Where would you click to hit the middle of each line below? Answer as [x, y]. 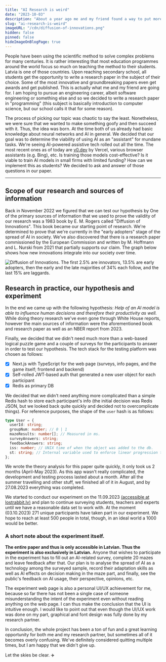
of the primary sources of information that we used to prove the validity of [81, 216]
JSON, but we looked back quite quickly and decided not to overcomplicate [82, 406]
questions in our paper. [29, 171]
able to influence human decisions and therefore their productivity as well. [81, 313]
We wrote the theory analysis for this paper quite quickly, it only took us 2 [80, 467]
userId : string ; [26, 425]
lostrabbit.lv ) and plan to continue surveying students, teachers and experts [82, 502]
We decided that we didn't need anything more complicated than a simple [80, 395]
